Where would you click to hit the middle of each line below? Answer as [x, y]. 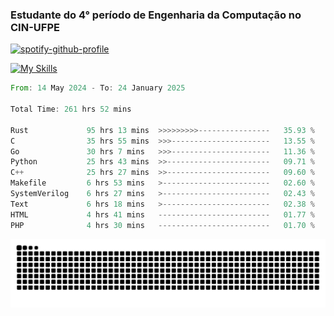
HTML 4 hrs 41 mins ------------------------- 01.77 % [162, 214]
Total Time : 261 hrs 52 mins [71, 109]
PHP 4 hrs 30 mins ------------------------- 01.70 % [162, 225]
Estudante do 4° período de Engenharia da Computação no [156, 15]
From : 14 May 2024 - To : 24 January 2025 [98, 88]
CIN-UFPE [35, 27]
